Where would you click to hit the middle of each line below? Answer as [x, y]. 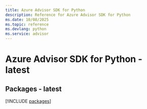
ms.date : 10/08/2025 [27, 19]
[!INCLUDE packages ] [28, 101]
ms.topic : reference [27, 24]
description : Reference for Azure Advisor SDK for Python [68, 15]
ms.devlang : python [26, 29]
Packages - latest [34, 89]
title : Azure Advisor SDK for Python [45, 10]
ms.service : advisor [27, 34]
